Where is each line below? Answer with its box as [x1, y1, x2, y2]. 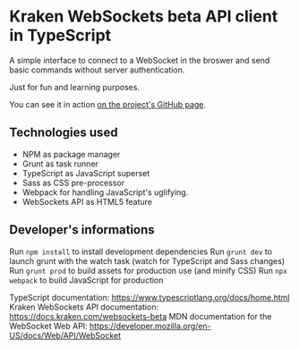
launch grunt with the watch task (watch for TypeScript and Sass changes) [9, 255, 285, 266]
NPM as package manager [21, 149, 121, 159]
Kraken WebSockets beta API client [9, 6, 278, 27]
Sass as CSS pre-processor [21, 177, 125, 188]
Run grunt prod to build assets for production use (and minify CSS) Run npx [9, 265, 288, 276]
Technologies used [9, 125, 118, 140]
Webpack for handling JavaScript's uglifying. [21, 186, 189, 198]
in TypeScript [9, 25, 112, 46]
